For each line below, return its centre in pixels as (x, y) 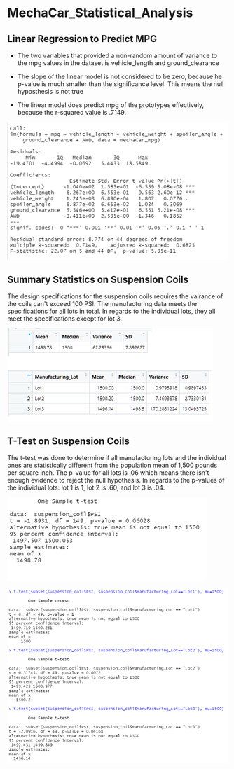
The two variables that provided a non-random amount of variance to (117, 55)
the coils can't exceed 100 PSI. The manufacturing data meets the (102, 304)
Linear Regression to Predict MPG (82, 39)
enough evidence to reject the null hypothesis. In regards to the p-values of (116, 480)
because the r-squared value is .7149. (72, 112)
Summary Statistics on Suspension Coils (98, 279)
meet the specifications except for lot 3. (65, 319)
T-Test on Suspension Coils (68, 441)
